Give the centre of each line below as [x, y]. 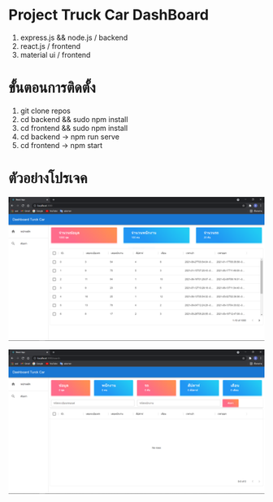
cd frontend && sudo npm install [74, 128]
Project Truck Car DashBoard [109, 15]
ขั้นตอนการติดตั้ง [52, 88]
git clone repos [45, 111]
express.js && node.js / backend [74, 37]
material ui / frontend [55, 55]
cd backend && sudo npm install [74, 119]
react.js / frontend [50, 46]
